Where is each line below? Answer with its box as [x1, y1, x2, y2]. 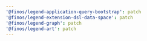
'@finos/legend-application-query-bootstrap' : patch [5, 8, 142, 15]
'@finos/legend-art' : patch [5, 25, 77, 32]
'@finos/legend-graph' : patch [5, 20, 82, 26]
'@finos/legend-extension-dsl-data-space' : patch [5, 14, 134, 20]
